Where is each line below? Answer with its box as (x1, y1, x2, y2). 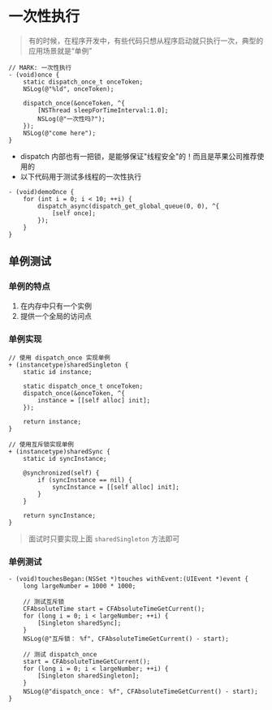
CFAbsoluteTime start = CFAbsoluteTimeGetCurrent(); (23, 605, 205, 613)
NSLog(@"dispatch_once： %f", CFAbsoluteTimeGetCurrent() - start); (23, 687, 258, 696)
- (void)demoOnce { (8, 187, 75, 196)
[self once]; (51, 209, 96, 217)
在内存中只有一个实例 (19, 301, 92, 311)
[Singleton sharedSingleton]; (37, 672, 140, 680)
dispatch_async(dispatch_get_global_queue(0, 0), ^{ (37, 202, 220, 210)
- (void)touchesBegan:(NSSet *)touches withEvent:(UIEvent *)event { (8, 575, 249, 583)
